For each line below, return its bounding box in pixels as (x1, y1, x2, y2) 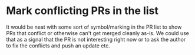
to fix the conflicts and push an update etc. (6, 42, 110, 49)
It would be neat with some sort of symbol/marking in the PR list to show (6, 23, 182, 30)
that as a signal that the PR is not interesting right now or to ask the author (6, 36, 186, 43)
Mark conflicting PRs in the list (6, 4, 159, 18)
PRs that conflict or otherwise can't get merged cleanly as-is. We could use (6, 29, 190, 36)
